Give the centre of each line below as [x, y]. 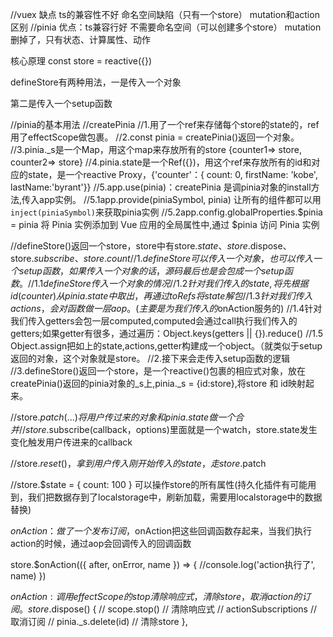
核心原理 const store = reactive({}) [81, 61]
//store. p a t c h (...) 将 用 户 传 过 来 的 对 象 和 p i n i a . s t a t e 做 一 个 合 [127, 417]
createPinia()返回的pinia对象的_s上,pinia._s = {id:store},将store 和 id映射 [158, 383]
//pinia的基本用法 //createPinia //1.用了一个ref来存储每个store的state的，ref [165, 124]
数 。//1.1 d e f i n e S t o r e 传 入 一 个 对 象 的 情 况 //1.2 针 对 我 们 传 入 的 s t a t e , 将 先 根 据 [159, 283]
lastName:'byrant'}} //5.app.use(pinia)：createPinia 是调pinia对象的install [161, 187]
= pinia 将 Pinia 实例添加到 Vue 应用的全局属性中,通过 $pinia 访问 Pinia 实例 [165, 224]
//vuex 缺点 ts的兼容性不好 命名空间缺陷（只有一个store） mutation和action [165, 14]
